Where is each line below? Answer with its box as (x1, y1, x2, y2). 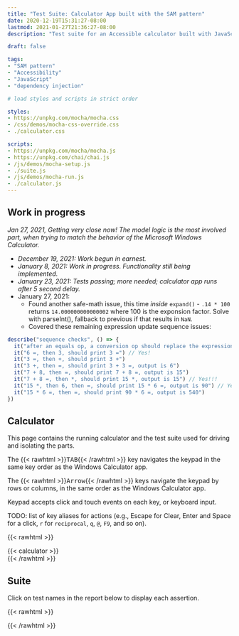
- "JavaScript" (7, 75, 53, 82)
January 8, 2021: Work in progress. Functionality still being (17, 262, 191, 270)
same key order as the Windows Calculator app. (7, 463, 148, 471)
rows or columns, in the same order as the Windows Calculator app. (7, 484, 206, 492)
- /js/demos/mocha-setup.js (7, 161, 91, 168)
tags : (7, 56, 23, 63)
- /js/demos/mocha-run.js (7, 173, 84, 181)
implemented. (17, 269, 58, 278)
